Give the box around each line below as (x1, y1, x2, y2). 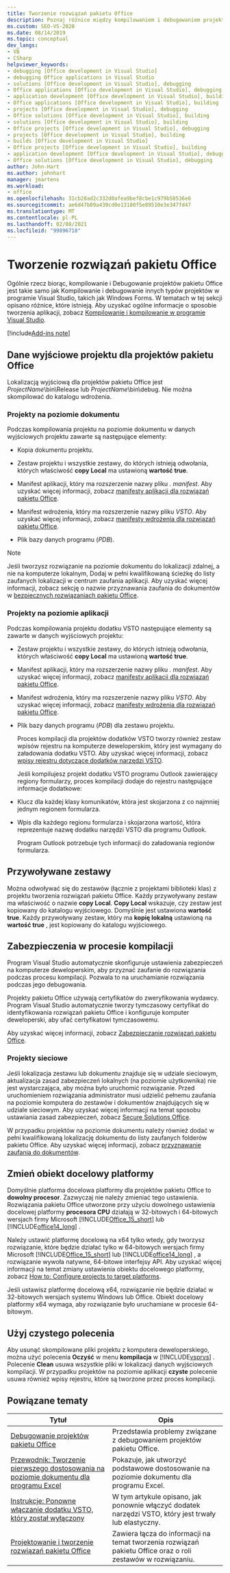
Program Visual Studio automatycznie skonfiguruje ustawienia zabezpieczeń (7, 958, 223, 967)
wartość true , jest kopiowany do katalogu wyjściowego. (7, 921, 167, 929)
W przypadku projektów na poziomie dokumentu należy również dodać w (7, 1126, 214, 1134)
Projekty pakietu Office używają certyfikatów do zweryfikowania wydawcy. (7, 994, 219, 1002)
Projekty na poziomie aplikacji (7, 608, 110, 618)
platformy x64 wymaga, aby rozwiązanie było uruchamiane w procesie (7, 1300, 207, 1309)
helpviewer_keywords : (7, 61, 69, 68)
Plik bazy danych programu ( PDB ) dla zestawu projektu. (16, 721, 175, 729)
